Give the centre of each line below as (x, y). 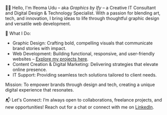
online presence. (30, 69)
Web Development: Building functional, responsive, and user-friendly (83, 53)
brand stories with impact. (39, 48)
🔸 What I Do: (18, 33)
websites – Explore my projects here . (50, 59)
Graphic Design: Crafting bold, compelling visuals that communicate (82, 43)
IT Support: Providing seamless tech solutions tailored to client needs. (84, 75)
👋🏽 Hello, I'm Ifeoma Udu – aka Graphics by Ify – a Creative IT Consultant (80, 8)
